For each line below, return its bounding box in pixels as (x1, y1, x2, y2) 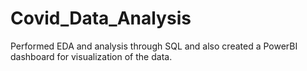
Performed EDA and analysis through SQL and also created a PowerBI (10, 40, 298, 52)
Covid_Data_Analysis (10, 7, 192, 30)
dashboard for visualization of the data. (10, 50, 173, 62)
